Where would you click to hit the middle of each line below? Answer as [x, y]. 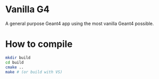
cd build [15, 62]
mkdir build [18, 58]
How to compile [39, 44]
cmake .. [15, 67]
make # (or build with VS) [34, 72]
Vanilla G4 [28, 9]
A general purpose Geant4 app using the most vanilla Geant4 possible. [80, 23]
